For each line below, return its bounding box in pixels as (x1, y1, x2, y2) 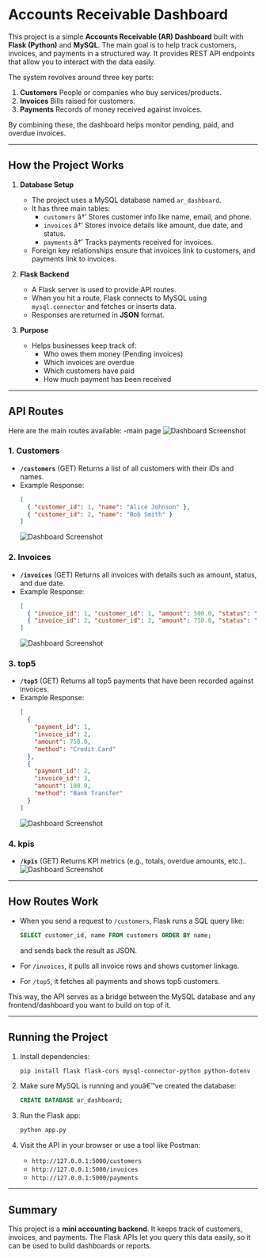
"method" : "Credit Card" (34, 745, 116, 753)
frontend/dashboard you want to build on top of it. (8, 1000, 172, 1009)
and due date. (19, 578, 66, 588)
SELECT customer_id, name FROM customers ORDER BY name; (19, 931, 212, 940)
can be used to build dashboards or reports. (8, 1241, 152, 1250)
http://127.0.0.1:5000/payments (31, 1174, 139, 1182)
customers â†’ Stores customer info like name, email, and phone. (43, 212, 252, 221)
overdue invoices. (8, 128, 66, 138)
